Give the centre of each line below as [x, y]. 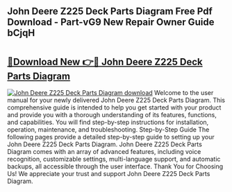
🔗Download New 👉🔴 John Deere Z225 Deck [105, 62]
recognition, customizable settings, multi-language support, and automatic [114, 159]
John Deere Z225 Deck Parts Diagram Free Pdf [110, 11]
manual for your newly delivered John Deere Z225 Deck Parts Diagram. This [116, 100]
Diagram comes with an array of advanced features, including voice [104, 151]
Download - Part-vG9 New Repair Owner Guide [111, 23]
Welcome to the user [184, 93]
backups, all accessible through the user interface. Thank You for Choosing [115, 166]
